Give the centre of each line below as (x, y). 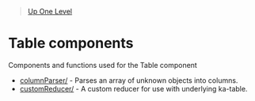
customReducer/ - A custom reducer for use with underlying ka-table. (133, 88)
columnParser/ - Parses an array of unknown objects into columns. (129, 80)
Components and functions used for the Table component (103, 65)
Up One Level (50, 11)
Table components (71, 43)
